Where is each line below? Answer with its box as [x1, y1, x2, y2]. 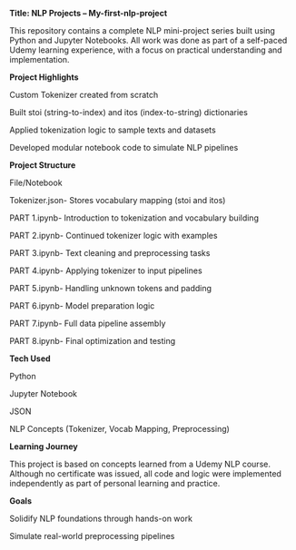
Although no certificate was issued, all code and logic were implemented [9, 468, 281, 479]
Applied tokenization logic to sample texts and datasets [9, 124, 216, 135]
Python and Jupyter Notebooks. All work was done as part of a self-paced [9, 35, 288, 45]
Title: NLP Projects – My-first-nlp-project [9, 8, 168, 18]
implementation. [9, 54, 70, 64]
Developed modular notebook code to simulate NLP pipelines [9, 142, 239, 152]
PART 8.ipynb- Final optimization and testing [9, 336, 176, 346]
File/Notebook [9, 177, 63, 188]
